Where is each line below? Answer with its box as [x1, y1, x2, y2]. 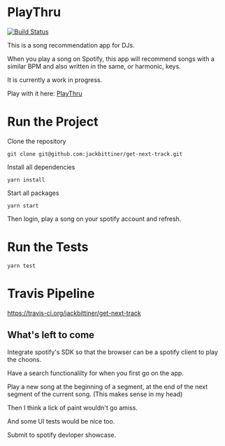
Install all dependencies [7, 163, 75, 171]
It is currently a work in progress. [7, 75, 103, 84]
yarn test [7, 262, 36, 269]
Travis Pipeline [7, 285, 95, 302]
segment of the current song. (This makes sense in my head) [7, 390, 183, 398]
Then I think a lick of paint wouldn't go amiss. [7, 403, 138, 412]
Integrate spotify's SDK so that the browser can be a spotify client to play [7, 348, 219, 356]
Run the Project [7, 114, 99, 130]
